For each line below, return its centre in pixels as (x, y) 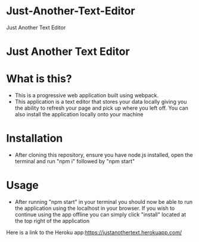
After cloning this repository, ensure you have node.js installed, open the (104, 155)
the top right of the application (52, 221)
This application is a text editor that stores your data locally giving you (101, 102)
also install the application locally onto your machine (79, 114)
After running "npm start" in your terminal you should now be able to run (103, 201)
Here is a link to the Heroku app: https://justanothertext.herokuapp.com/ (94, 232)
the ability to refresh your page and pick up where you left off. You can (102, 108)
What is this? (39, 79)
